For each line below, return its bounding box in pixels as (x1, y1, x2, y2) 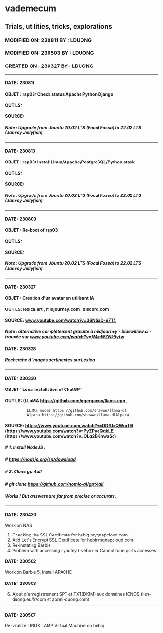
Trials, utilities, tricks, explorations (5, 22, 113, 31)
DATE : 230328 (5, 346, 36, 352)
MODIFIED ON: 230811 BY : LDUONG (5, 37, 92, 44)
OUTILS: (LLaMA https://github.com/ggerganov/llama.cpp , (5, 397, 128, 403)
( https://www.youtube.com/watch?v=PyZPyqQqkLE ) (5, 428, 115, 434)
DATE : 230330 (5, 375, 36, 381)
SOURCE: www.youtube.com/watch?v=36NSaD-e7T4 (5, 317, 116, 323)
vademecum (5, 3, 57, 14)
